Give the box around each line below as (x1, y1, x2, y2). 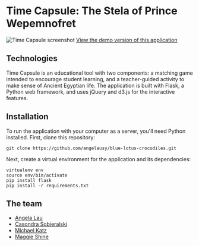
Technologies (6, 53, 58, 63)
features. (6, 94, 29, 101)
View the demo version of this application (76, 36, 178, 43)
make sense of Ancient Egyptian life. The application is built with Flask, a (6, 82, 184, 89)
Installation (6, 111, 49, 122)
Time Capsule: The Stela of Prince (6, 4, 178, 18)
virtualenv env (6, 167, 44, 173)
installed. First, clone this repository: (6, 133, 95, 140)
